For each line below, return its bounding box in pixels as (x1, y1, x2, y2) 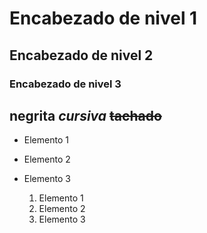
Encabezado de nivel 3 (9, 77, 122, 91)
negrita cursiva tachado (9, 107, 162, 124)
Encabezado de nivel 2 (9, 47, 154, 64)
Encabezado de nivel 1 (9, 7, 198, 30)
